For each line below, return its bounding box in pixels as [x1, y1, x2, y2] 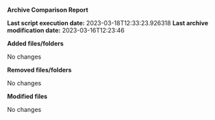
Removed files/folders [7, 66, 72, 74]
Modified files [7, 92, 48, 100]
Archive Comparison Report [7, 6, 89, 14]
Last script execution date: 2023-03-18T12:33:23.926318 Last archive [7, 19, 209, 27]
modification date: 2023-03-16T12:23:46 [7, 27, 125, 34]
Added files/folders [7, 40, 64, 47]
